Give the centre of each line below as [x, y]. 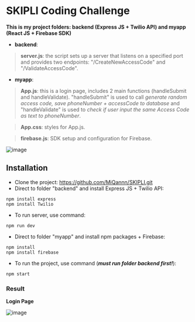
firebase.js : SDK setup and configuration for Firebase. [86, 138]
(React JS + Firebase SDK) [39, 33]
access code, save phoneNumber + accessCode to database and [100, 103]
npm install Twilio [30, 204]
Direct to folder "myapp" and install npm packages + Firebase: [90, 236]
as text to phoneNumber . [50, 116]
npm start [18, 274]
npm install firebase [32, 252]
